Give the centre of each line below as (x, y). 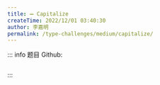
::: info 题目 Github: (35, 55)
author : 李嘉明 (28, 27)
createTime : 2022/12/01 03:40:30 (57, 21)
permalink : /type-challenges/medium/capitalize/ (80, 34)
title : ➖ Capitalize (38, 14)
